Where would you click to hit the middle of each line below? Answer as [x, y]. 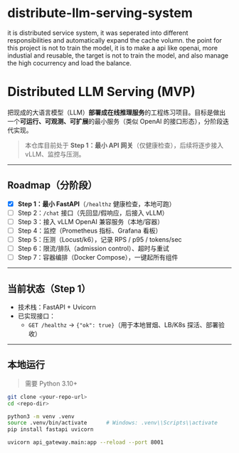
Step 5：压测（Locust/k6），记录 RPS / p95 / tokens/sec [100, 239]
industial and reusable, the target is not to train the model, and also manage [118, 55]
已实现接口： [36, 316]
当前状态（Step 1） [49, 288]
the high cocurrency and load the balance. [69, 63]
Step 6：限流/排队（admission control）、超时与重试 [93, 248]
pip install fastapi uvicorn [51, 430]
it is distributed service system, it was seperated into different [98, 33]
